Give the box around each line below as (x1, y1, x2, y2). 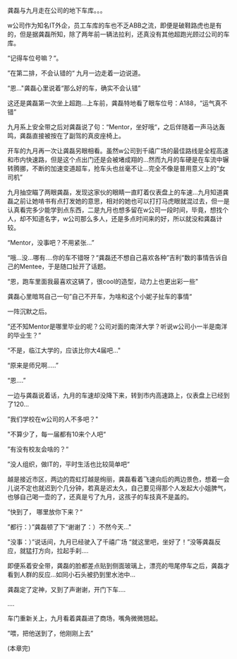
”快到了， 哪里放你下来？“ (7, 508, 83, 516)
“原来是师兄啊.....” (7, 361, 59, 369)
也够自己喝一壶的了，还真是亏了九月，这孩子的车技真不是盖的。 (7, 493, 193, 501)
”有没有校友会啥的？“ (7, 445, 69, 453)
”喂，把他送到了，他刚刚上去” (7, 629, 94, 637)
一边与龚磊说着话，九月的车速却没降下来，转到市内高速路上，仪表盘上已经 (7, 391, 224, 399)
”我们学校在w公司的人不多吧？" (7, 415, 99, 423)
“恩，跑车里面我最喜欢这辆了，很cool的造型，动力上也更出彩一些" (7, 278, 199, 285)
